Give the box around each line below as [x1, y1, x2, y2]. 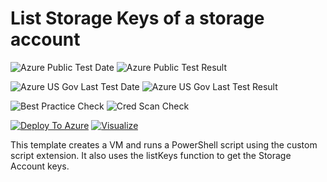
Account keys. [10, 160, 70, 172]
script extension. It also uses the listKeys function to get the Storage [10, 149, 292, 161]
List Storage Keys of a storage [10, 7, 265, 30]
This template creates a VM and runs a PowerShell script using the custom [10, 138, 318, 151]
